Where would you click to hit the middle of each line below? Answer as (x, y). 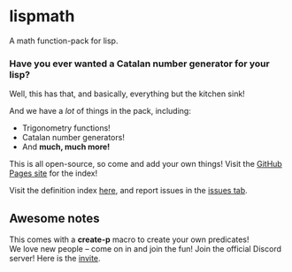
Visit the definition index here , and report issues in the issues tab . (128, 191)
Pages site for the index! (54, 173)
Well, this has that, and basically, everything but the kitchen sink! (127, 94)
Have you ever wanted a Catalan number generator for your (139, 64)
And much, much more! (66, 147)
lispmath (42, 16)
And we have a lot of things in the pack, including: (100, 111)
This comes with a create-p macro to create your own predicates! (129, 239)
